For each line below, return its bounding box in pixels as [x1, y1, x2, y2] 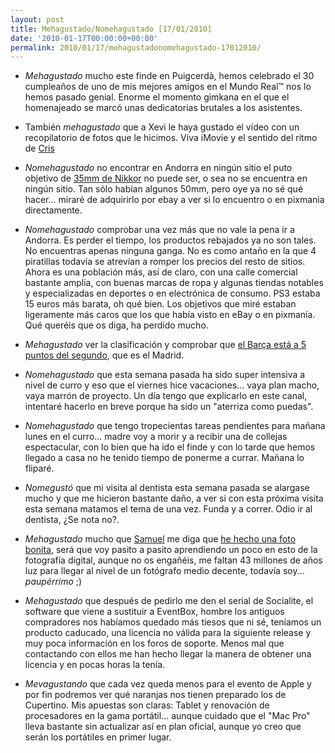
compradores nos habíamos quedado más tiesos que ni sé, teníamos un [24, 616, 322, 628]
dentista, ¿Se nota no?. [24, 514, 120, 526]
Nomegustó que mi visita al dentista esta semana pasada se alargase [24, 482, 310, 494]
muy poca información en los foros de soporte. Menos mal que [24, 637, 285, 650]
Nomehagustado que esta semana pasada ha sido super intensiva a [24, 369, 306, 381]
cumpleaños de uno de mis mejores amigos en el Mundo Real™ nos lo [24, 81, 312, 93]
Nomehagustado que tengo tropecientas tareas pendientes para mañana [24, 420, 326, 432]
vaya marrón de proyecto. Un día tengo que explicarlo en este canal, [24, 390, 308, 402]
